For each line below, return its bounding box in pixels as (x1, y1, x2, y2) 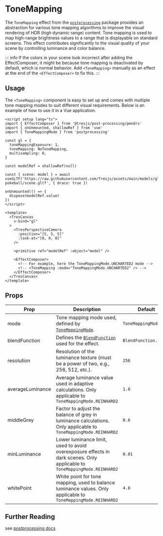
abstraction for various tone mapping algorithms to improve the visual (5, 24, 145, 30)
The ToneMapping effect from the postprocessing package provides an (5, 19, 144, 25)
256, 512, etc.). (55, 366, 92, 373)
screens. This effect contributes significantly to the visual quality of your (5, 40, 150, 46)
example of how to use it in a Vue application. (5, 107, 96, 113)
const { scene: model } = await (5, 172, 70, 177)
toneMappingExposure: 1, (9, 142, 60, 147)
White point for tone (55, 473, 101, 480)
